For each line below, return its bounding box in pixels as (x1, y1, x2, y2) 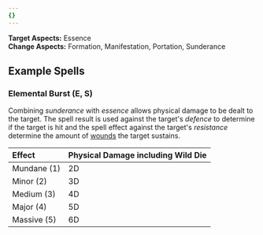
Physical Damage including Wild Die (68, 150, 207, 161)
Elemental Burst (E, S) (8, 88, 93, 99)
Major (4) (12, 202, 47, 213)
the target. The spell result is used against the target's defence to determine (8, 114, 255, 124)
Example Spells (8, 65, 85, 78)
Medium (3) (12, 188, 57, 200)
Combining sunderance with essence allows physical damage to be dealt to (8, 106, 254, 115)
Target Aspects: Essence (8, 33, 92, 43)
